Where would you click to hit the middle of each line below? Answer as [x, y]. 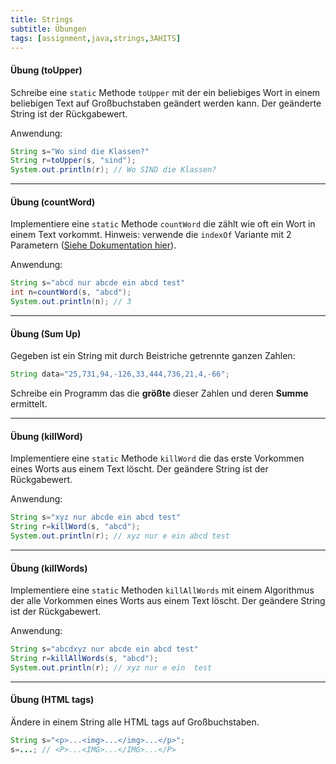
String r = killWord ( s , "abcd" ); [75, 527]
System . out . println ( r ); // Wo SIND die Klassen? [113, 170]
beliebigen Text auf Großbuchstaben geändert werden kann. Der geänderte [166, 103]
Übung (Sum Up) [46, 333]
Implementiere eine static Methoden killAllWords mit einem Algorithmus [162, 590]
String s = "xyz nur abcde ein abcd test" [96, 517]
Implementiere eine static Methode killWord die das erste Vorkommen [157, 458]
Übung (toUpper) [46, 70]
